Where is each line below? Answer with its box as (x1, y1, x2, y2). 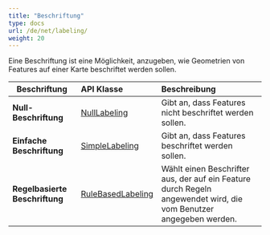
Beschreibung (161, 83, 216, 95)
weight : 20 (8, 34, 45, 43)
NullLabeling (80, 107, 129, 119)
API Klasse (80, 83, 123, 95)
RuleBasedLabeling (80, 188, 154, 200)
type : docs (8, 19, 45, 27)
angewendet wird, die (161, 193, 243, 205)
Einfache (12, 136, 47, 147)
